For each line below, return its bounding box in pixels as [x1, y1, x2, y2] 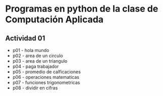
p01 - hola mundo [12, 47, 49, 53]
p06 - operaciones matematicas [12, 74, 80, 80]
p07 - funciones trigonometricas [12, 79, 80, 85]
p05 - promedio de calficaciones [12, 69, 81, 75]
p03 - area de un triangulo [12, 58, 68, 64]
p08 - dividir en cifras [12, 85, 58, 91]
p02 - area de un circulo [12, 53, 63, 59]
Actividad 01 [5, 34, 45, 42]
